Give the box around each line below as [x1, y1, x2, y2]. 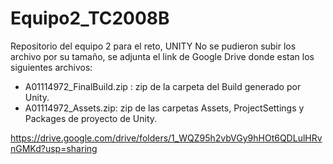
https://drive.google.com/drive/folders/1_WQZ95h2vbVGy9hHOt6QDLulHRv [10, 132, 323, 144]
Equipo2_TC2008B [10, 7, 170, 30]
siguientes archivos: [10, 61, 93, 73]
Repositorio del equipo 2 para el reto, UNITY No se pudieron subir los [10, 40, 297, 52]
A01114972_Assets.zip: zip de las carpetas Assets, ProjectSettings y [24, 102, 305, 114]
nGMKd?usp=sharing [10, 142, 98, 154]
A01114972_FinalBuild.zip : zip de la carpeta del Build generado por [24, 80, 302, 92]
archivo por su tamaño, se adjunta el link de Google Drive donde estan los [10, 50, 315, 62]
